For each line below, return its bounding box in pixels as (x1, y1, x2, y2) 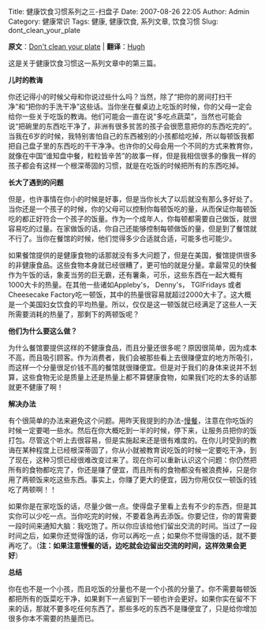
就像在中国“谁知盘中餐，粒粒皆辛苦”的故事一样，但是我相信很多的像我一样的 (8, 151, 256, 160)
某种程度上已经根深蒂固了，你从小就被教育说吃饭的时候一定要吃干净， (21, 446, 250, 454)
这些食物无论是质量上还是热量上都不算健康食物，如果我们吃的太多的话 (21, 372, 250, 382)
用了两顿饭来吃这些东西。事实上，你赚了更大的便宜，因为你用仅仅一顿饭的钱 (8, 475, 257, 484)
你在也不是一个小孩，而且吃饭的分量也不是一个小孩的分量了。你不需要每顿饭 (8, 584, 257, 593)
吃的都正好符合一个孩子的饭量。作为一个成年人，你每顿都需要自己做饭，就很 (8, 214, 257, 223)
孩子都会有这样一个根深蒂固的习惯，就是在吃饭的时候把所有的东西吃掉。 (8, 161, 243, 170)
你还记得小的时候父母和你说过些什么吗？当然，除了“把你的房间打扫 (8, 92, 226, 101)
